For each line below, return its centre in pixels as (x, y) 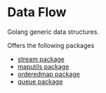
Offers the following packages (51, 45)
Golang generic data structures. (53, 32)
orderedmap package (49, 74)
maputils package (43, 66)
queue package (40, 81)
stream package (41, 59)
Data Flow (37, 12)
